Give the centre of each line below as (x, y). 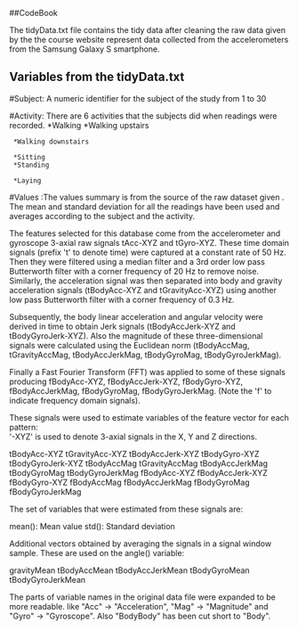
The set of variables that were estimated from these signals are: (126, 509)
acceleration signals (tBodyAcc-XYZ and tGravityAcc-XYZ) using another (143, 290)
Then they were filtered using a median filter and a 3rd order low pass (137, 261)
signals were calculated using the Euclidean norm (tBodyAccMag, (129, 345)
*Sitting (29, 157)
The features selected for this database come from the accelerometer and (145, 233)
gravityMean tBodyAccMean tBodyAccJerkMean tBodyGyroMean (130, 570)
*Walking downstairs (51, 142)
